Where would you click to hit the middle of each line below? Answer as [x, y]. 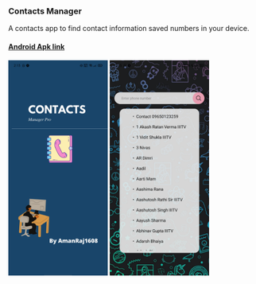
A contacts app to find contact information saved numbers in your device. [129, 29]
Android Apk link [37, 46]
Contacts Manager [45, 11]
